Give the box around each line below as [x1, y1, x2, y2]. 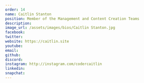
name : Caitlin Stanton [5, 12, 52, 17]
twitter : [5, 35, 23, 40]
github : [5, 52, 21, 58]
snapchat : [5, 71, 26, 76]
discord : [5, 57, 23, 62]
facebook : [5, 30, 26, 35]
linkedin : [5, 66, 26, 71]
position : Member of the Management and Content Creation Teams [5, 16, 140, 21]
